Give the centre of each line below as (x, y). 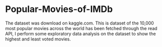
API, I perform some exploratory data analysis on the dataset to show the (81, 33)
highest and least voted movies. (38, 39)
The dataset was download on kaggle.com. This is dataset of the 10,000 (79, 23)
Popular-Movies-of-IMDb (59, 9)
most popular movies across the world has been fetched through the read (81, 28)
